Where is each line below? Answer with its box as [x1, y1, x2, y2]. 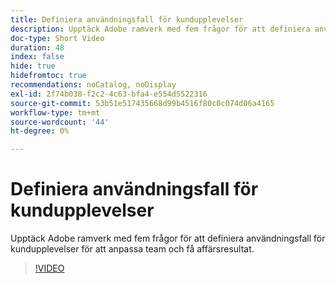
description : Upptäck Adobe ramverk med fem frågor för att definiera [10, 24, 311, 34]
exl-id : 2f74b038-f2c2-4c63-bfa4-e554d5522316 [10, 89, 208, 99]
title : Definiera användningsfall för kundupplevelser [10, 14, 244, 25]
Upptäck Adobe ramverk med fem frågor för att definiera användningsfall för [10, 232, 326, 245]
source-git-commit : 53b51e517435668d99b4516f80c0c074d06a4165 [10, 98, 275, 108]
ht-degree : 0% [10, 126, 70, 136]
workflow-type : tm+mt [10, 107, 101, 118]
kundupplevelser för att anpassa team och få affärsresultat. [10, 243, 255, 255]
